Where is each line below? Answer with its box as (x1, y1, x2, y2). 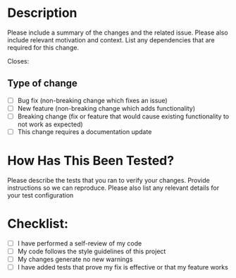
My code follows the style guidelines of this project (17, 247, 166, 255)
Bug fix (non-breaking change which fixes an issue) (17, 96, 168, 104)
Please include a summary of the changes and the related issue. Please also (7, 28, 228, 37)
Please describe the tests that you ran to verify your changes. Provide (7, 176, 210, 184)
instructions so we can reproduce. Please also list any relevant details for (7, 183, 220, 192)
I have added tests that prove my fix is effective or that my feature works (17, 263, 229, 272)
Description (7, 5, 77, 21)
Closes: (7, 56, 30, 65)
